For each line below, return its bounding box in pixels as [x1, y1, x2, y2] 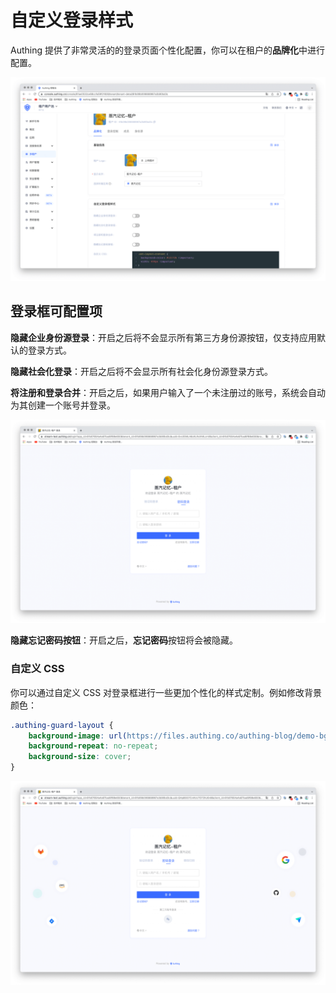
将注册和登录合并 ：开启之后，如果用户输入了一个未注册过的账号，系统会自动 [10, 386, 326, 398]
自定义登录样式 [10, 9, 134, 32]
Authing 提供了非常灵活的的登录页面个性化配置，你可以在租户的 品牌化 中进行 [10, 44, 325, 56]
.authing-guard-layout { [10, 720, 114, 730]
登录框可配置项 [10, 303, 103, 320]
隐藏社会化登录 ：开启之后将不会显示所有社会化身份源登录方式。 [10, 365, 273, 377]
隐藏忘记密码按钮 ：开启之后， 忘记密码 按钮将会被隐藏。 [10, 634, 238, 646]
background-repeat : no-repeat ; [28, 741, 159, 751]
